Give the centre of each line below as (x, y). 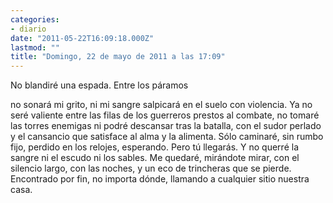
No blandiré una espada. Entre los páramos (99, 85)
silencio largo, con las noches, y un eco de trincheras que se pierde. (151, 168)
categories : (35, 19)
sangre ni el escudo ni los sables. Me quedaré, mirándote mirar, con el (155, 158)
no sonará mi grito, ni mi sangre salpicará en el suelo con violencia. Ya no (161, 105)
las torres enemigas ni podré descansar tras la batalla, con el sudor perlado (166, 126)
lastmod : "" (35, 47)
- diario (28, 29)
